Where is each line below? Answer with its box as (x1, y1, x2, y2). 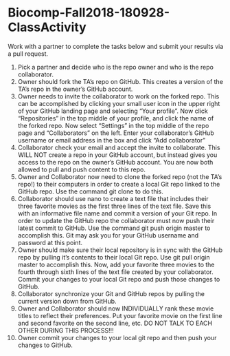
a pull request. (8, 50, 49, 58)
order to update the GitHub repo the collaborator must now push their (17, 216, 215, 224)
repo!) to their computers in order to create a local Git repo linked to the (17, 180, 220, 188)
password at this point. (17, 238, 83, 247)
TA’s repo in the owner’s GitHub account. (17, 85, 133, 93)
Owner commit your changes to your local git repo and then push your (17, 333, 217, 342)
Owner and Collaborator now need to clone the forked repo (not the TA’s (17, 172, 222, 180)
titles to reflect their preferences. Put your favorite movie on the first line (17, 311, 222, 320)
